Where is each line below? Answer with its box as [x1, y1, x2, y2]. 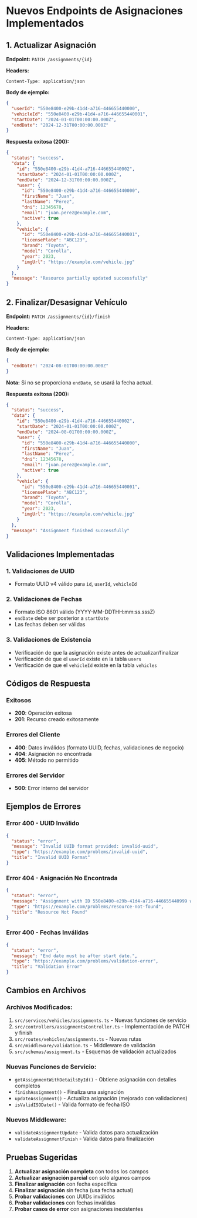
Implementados [6, 16, 84, 30]
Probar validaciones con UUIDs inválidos [14, 1193, 116, 1200]
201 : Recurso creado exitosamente [14, 716, 99, 723]
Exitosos [6, 696, 32, 705]
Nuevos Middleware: [6, 1116, 66, 1124]
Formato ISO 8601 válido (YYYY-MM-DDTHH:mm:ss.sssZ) [14, 608, 155, 616]
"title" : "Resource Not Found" [11, 909, 88, 915]
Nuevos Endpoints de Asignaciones [6, 4, 184, 18]
